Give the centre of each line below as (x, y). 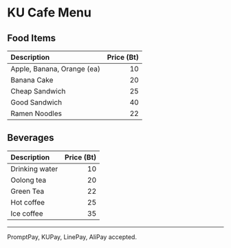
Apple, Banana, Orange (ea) (56, 69)
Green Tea (27, 191)
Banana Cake (32, 80)
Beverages (31, 138)
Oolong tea (29, 180)
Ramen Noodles (36, 113)
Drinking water (34, 168)
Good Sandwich (36, 102)
